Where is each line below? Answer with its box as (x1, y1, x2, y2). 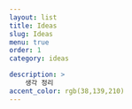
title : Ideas (9, 21, 58, 30)
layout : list (9, 12, 58, 22)
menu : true (9, 37, 50, 47)
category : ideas (9, 54, 69, 63)
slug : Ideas (9, 29, 53, 38)
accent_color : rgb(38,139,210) (9, 86, 125, 96)
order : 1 (9, 46, 42, 55)
